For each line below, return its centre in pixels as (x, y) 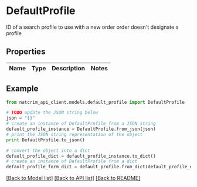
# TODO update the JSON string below (52, 113)
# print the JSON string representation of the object (74, 134)
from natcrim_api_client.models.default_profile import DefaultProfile (95, 102)
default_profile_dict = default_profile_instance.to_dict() (81, 156)
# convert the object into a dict (48, 151)
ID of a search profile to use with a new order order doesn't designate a (92, 27)
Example (22, 89)
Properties (26, 52)
